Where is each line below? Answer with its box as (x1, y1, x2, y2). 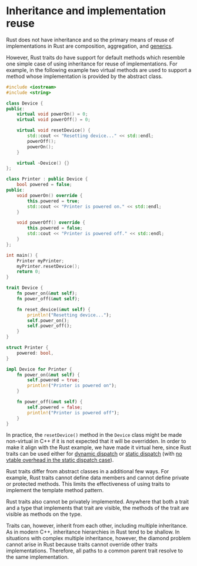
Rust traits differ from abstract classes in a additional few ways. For (6, 468, 169, 475)
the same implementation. (6, 554, 69, 561)
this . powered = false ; (27, 225, 83, 231)
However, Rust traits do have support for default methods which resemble (6, 54, 185, 61)
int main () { (6, 252, 38, 258)
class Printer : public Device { (6, 176, 88, 182)
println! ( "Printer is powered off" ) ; (27, 410, 119, 415)
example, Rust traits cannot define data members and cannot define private (6, 474, 189, 482)
